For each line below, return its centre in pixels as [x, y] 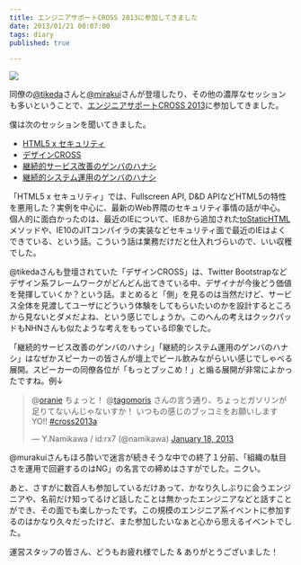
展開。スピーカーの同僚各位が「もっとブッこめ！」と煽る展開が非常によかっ [151, 370]
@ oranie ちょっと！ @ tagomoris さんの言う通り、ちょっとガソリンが [159, 400]
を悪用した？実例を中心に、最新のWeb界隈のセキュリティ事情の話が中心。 [147, 208]
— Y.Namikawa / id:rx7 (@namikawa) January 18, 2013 [133, 439]
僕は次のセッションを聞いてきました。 [80, 125]
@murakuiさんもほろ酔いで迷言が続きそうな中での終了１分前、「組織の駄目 [148, 457]
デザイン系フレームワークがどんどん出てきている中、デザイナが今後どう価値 [150, 283]
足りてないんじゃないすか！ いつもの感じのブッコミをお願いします [155, 411]
